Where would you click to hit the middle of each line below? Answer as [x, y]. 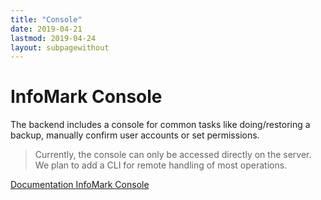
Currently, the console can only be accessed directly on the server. [173, 155]
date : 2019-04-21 [46, 29]
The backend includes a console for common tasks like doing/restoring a [160, 125]
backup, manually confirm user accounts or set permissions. [135, 135]
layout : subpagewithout [60, 47]
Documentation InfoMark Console [80, 185]
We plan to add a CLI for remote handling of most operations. [161, 165]
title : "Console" [46, 19]
